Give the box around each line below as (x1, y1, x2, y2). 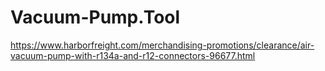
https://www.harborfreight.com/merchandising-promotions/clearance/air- (10, 39, 315, 51)
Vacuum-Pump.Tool (10, 6, 181, 29)
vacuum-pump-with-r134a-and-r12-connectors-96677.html (10, 49, 256, 61)
